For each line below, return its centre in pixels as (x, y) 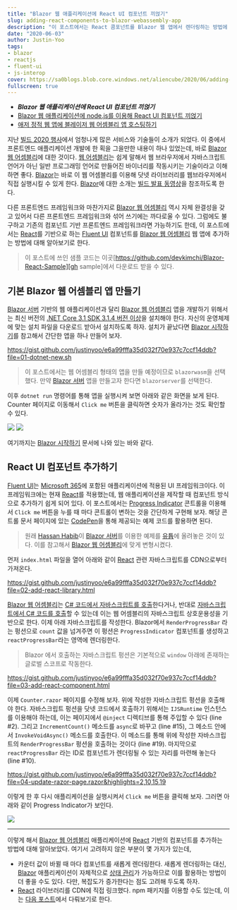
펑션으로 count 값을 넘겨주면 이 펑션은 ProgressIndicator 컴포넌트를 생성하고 (122, 631)
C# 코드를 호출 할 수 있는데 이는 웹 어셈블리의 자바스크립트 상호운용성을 (123, 613)
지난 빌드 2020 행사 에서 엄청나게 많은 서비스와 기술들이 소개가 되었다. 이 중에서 (116, 140)
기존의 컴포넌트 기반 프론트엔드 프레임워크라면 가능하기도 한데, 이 (115, 225)
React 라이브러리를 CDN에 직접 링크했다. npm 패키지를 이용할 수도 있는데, (120, 890)
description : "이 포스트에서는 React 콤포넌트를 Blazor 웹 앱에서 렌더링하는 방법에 (117, 27)
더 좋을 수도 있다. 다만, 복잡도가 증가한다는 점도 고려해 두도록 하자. (108, 881)
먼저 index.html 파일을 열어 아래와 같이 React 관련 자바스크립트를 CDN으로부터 (117, 559)
